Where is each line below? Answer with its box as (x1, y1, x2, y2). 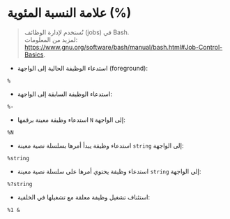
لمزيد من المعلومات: (24, 35, 78, 43)
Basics (24, 50, 44, 59)
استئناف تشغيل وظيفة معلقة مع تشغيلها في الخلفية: (17, 192, 151, 201)
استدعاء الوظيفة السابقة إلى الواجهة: (17, 90, 113, 98)
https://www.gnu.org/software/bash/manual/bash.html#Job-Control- (24, 43, 223, 51)
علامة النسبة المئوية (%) (7, 5, 132, 21)
